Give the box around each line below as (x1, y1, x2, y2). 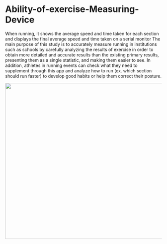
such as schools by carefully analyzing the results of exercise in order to (5, 46, 154, 52)
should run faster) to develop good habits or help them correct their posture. (5, 73, 162, 79)
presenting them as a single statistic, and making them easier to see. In (5, 57, 151, 63)
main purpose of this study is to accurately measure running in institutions (5, 41, 157, 47)
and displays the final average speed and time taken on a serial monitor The (5, 36, 161, 42)
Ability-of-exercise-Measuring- (5, 3, 139, 15)
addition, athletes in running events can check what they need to (5, 62, 138, 68)
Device (5, 14, 35, 25)
